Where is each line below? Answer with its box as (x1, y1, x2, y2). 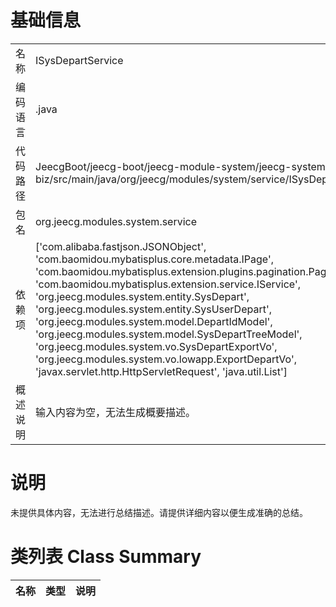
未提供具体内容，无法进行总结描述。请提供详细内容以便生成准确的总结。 (10, 506, 308, 518)
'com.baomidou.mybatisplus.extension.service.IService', (35, 277, 301, 291)
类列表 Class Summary (10, 546, 202, 568)
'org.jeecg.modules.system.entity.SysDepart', (35, 289, 250, 303)
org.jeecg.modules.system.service (35, 214, 198, 228)
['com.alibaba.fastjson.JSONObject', (35, 239, 207, 253)
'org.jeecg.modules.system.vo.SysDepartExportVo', (35, 339, 278, 353)
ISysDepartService (35, 53, 124, 67)
